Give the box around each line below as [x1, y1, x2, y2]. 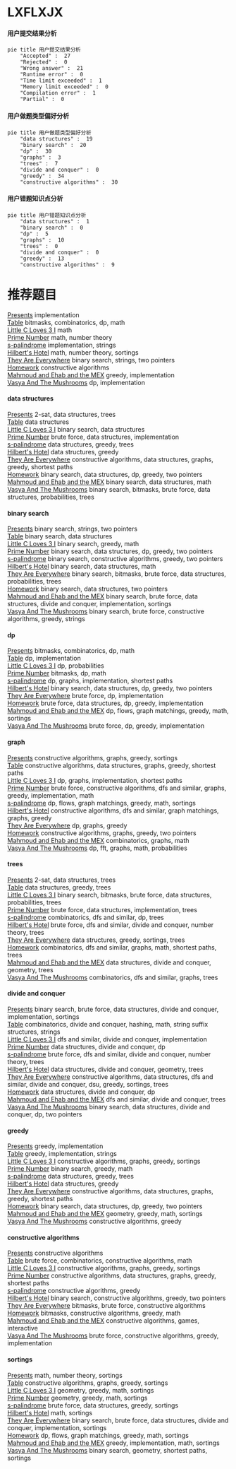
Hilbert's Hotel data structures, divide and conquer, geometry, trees [7, 1065, 204, 1073]
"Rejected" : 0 [20, 59, 68, 66]
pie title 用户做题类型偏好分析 [7, 129, 92, 136]
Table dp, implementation [7, 654, 81, 663]
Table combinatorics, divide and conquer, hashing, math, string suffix [7, 1020, 209, 1028]
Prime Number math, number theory [7, 333, 113, 341]
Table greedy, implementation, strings [7, 1150, 118, 1158]
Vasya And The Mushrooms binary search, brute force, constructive [7, 607, 204, 615]
